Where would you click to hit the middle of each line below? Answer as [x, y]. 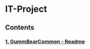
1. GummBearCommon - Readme [45, 42]
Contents [20, 27]
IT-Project [26, 9]
